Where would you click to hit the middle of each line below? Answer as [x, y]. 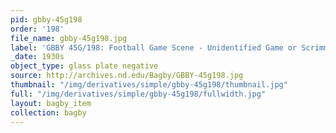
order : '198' [37, 29]
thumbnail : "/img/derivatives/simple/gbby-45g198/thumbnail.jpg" [149, 85]
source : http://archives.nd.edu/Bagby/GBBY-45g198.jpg [127, 76]
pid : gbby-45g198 [46, 19]
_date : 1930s [37, 57]
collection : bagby [48, 112]
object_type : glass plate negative [84, 66]
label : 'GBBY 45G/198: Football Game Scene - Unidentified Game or [154, 47]
